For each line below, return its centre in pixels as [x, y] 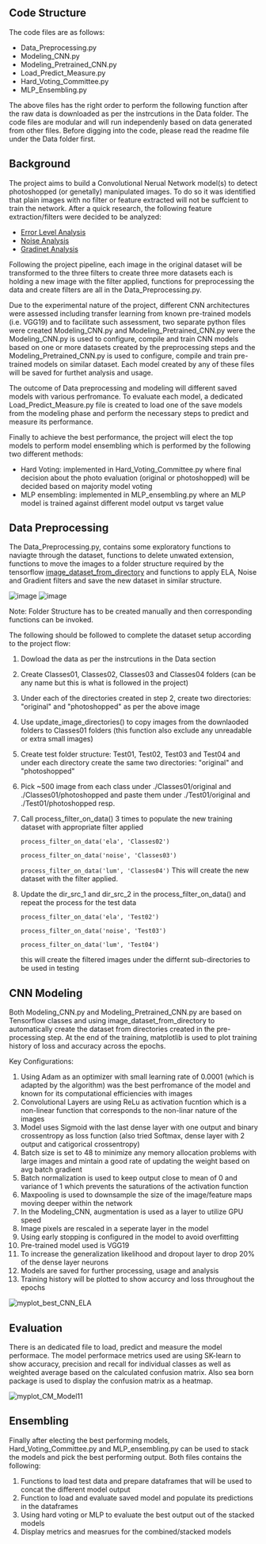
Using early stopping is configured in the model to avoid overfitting [129, 1237]
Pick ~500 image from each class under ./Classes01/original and [126, 787]
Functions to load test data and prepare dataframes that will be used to [136, 1480]
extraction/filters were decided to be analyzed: [85, 217]
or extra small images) [57, 739]
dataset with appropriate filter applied [82, 827]
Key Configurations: [42, 1061]
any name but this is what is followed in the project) [104, 683]
